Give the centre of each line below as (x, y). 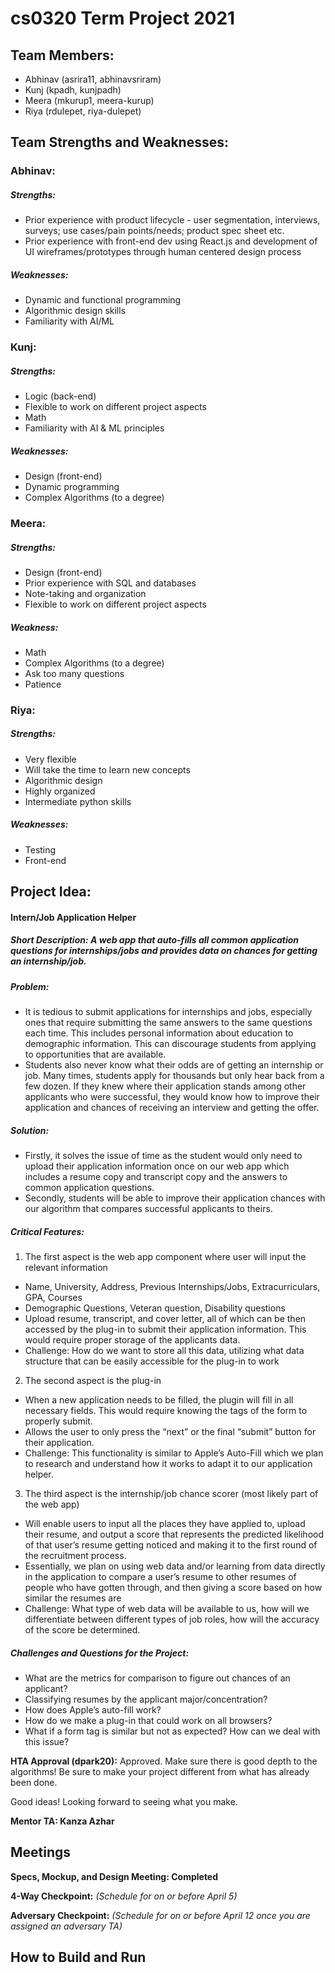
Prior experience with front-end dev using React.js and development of (171, 241)
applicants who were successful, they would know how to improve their (172, 1097)
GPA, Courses (53, 1298)
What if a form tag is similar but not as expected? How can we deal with (172, 1731)
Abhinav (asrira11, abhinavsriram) (93, 79)
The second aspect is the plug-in (93, 1381)
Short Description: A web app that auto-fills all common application (155, 940)
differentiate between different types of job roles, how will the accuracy (172, 1619)
